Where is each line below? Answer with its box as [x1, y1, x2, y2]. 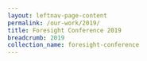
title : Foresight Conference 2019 [7, 26, 122, 34]
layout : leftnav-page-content [7, 11, 108, 20]
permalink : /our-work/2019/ [7, 19, 101, 27]
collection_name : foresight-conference [7, 41, 140, 49]
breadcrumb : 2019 [7, 33, 65, 42]
